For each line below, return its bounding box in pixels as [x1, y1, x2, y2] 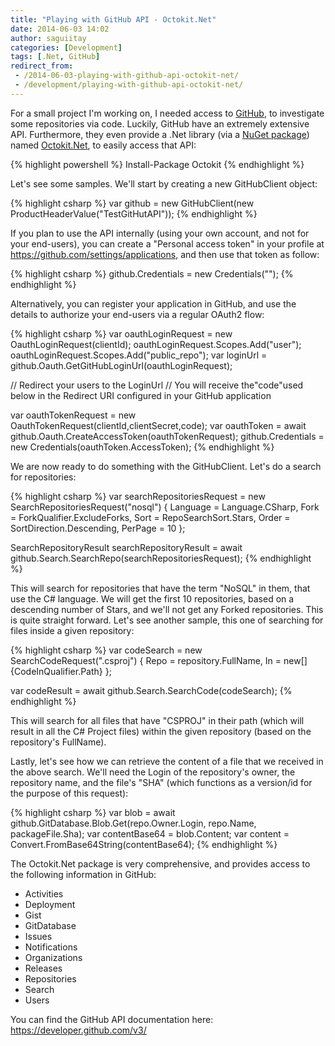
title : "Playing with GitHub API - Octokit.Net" [10, 14, 217, 25]
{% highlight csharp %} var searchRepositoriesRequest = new [10, 490, 266, 502]
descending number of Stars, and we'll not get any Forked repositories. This [10, 603, 324, 615]
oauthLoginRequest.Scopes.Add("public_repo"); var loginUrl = [10, 349, 268, 361]
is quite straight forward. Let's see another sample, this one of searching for [10, 614, 324, 626]
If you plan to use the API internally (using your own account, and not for [10, 227, 310, 239]
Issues [24, 930, 53, 942]
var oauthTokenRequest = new [10, 409, 137, 421]
